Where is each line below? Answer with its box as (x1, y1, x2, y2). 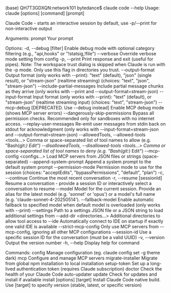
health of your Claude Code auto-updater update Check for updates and (5, 271, 157, 277)
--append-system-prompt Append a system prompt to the (29, 159, 152, 165)
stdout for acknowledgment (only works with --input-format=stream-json (5, 126, 159, 132)
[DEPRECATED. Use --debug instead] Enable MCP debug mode (31, 105, 164, 110)
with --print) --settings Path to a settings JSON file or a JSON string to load (5, 208, 163, 213)
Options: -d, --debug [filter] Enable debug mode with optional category (5, 45, 155, 51)
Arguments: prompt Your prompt (5, 36, 74, 41)
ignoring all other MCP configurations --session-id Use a (32, 229, 152, 235)
